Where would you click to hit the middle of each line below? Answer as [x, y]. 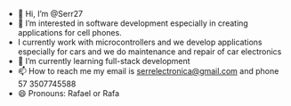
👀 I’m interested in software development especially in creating [133, 23]
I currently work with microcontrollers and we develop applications [140, 42]
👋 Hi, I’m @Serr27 [50, 14]
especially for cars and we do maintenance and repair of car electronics [150, 52]
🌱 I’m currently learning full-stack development [104, 61]
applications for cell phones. [69, 33]
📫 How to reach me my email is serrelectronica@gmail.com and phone [148, 71]
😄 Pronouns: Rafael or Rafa [69, 93]
